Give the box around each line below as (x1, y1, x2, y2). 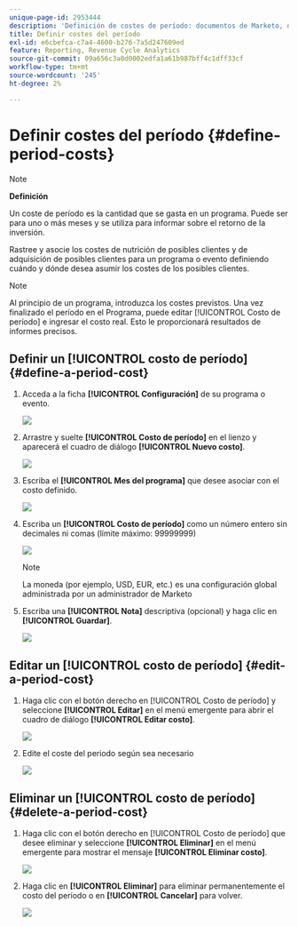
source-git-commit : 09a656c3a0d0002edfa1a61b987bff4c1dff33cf (9, 54, 244, 63)
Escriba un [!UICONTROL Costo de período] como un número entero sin (21, 519, 288, 530)
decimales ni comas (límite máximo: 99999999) (21, 528, 197, 539)
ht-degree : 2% (9, 79, 62, 88)
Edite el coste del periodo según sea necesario (21, 748, 194, 759)
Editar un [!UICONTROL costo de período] (9, 658, 243, 673)
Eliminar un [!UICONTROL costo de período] (9, 790, 255, 805)
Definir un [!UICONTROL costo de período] (9, 351, 248, 366)
